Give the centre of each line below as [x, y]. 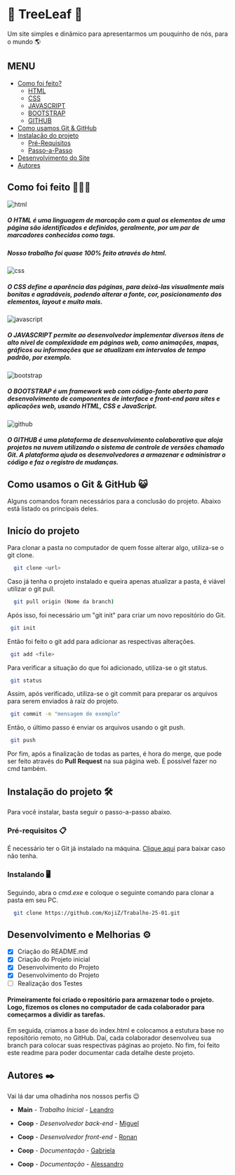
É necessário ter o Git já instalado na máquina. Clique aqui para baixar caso [116, 849]
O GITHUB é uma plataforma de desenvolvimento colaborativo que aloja [115, 440]
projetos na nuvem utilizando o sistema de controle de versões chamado [116, 448]
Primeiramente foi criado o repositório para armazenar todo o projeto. [110, 1000]
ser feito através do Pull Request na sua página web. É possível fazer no [112, 761]
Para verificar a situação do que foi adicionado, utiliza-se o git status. [108, 667]
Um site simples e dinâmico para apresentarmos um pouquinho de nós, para [117, 34]
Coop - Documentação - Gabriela [66, 1150]
